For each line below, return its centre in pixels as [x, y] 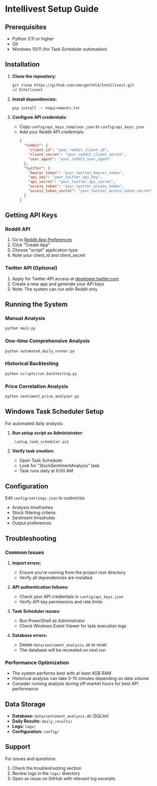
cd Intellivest [27, 90]
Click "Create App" [31, 245]
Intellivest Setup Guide [52, 9]
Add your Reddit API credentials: [52, 132]
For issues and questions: [31, 759]
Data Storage [25, 704]
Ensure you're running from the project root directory [72, 572]
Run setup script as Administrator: [48, 433]
